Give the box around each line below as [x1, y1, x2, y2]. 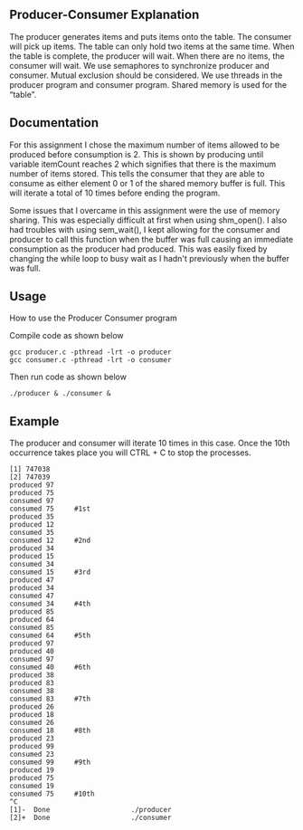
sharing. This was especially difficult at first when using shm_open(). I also [9, 215, 288, 225]
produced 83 [9, 679, 54, 688]
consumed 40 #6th [9, 663, 91, 673]
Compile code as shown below [9, 330, 124, 341]
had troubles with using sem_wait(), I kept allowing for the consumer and [9, 224, 280, 234]
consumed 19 [9, 782, 54, 791]
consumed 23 [9, 750, 54, 759]
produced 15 [9, 552, 54, 561]
